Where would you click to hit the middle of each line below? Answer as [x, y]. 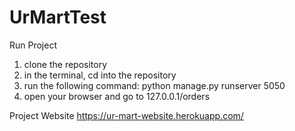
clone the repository [65, 64]
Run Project [33, 45]
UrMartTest [58, 17]
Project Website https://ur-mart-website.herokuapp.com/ [126, 115]
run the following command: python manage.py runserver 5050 [154, 85]
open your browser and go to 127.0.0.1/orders [117, 96]
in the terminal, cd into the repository [100, 75]
